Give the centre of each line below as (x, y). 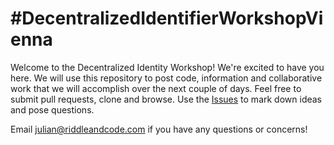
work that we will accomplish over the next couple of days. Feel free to (156, 88)
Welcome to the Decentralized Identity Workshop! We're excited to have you (167, 67)
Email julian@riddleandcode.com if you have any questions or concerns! (159, 129)
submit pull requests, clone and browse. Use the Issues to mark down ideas (166, 99)
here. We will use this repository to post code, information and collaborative (166, 78)
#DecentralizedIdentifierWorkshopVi (167, 18)
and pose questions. (52, 109)
